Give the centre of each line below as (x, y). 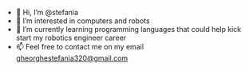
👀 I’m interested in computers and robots (83, 21)
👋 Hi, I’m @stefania (47, 12)
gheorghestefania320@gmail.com (72, 58)
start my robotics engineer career (71, 37)
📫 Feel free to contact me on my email (80, 47)
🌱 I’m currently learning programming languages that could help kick (128, 29)
